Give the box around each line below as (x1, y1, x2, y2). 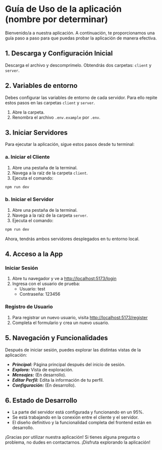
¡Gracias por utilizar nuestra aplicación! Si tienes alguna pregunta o (5, 434, 140, 440)
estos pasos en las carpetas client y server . (5, 100, 95, 105)
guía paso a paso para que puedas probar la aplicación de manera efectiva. (5, 35, 157, 41)
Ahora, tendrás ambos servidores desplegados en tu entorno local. (5, 236, 140, 242)
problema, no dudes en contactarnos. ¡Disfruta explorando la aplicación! (5, 439, 151, 445)
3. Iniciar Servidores (5, 128, 68, 137)
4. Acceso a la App (5, 250, 63, 258)
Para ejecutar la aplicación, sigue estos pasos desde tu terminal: (5, 142, 135, 147)
